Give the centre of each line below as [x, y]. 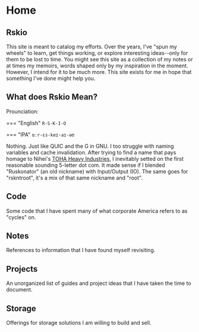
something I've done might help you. [51, 78]
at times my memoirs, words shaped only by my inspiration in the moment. [97, 66]
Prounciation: [22, 111]
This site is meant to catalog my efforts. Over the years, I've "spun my [91, 46]
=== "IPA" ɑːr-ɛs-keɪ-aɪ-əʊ [40, 134]
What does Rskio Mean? [52, 97]
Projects [22, 269]
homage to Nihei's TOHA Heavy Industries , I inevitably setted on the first [95, 159]
